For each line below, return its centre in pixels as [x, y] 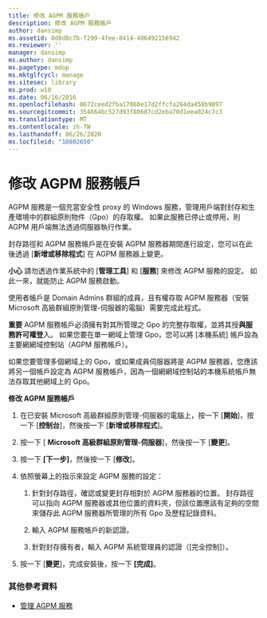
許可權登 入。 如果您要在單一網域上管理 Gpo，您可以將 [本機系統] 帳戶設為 [137, 335]
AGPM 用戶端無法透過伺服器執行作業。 [72, 227]
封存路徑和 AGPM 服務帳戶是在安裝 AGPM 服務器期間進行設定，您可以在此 [131, 244]
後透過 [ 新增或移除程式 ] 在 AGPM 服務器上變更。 [88, 254]
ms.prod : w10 [30, 90]
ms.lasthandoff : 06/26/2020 [55, 134]
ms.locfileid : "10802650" [51, 142]
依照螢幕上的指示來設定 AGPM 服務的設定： [91, 476]
